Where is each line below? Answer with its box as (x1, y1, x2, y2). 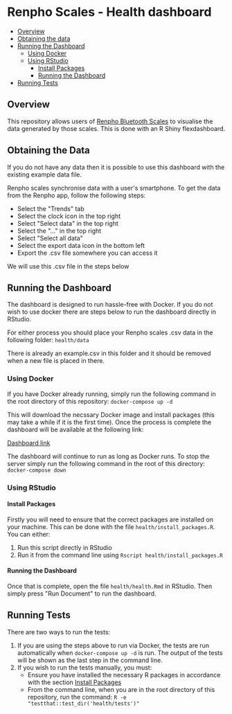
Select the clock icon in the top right (17, 212, 121, 220)
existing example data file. (7, 170, 82, 179)
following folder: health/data (7, 336, 90, 344)
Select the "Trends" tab (17, 204, 84, 213)
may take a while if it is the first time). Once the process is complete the (7, 418, 212, 426)
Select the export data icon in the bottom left (17, 241, 145, 249)
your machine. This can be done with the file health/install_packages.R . (7, 522, 215, 530)
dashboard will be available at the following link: (7, 425, 144, 434)
